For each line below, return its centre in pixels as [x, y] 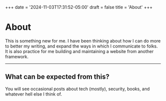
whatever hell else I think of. [34, 94]
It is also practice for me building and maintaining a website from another [80, 51]
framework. [17, 56]
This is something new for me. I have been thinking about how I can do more [83, 41]
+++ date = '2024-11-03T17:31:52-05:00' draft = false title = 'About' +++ [79, 7]
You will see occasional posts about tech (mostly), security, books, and [77, 89]
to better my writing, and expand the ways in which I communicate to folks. [82, 46]
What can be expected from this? [57, 77]
